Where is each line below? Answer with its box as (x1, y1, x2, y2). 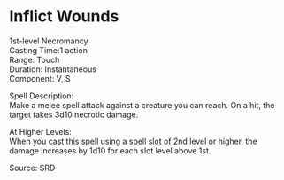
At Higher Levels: (9, 126, 73, 137)
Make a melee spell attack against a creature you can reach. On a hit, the (9, 99, 275, 110)
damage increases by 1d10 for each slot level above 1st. (9, 145, 211, 156)
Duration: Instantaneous (9, 64, 97, 74)
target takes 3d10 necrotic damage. (9, 109, 139, 120)
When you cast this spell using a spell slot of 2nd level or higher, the (9, 136, 258, 146)
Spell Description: (9, 90, 74, 101)
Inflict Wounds (9, 6, 119, 27)
